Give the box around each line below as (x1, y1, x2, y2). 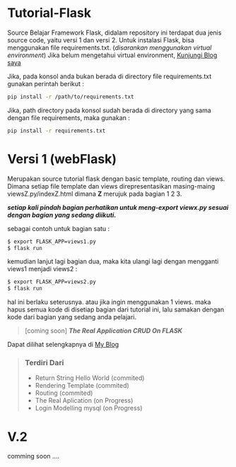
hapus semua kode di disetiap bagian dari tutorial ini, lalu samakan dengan (7, 305, 225, 314)
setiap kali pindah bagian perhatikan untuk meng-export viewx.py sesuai (7, 203, 229, 211)
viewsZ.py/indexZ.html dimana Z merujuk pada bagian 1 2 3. (7, 189, 182, 198)
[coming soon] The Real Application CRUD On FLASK (24, 326, 182, 335)
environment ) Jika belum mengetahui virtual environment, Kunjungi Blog (7, 51, 218, 59)
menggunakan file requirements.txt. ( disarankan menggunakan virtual (7, 43, 212, 52)
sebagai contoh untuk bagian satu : (7, 224, 110, 232)
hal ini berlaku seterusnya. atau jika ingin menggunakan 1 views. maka (7, 298, 211, 307)
